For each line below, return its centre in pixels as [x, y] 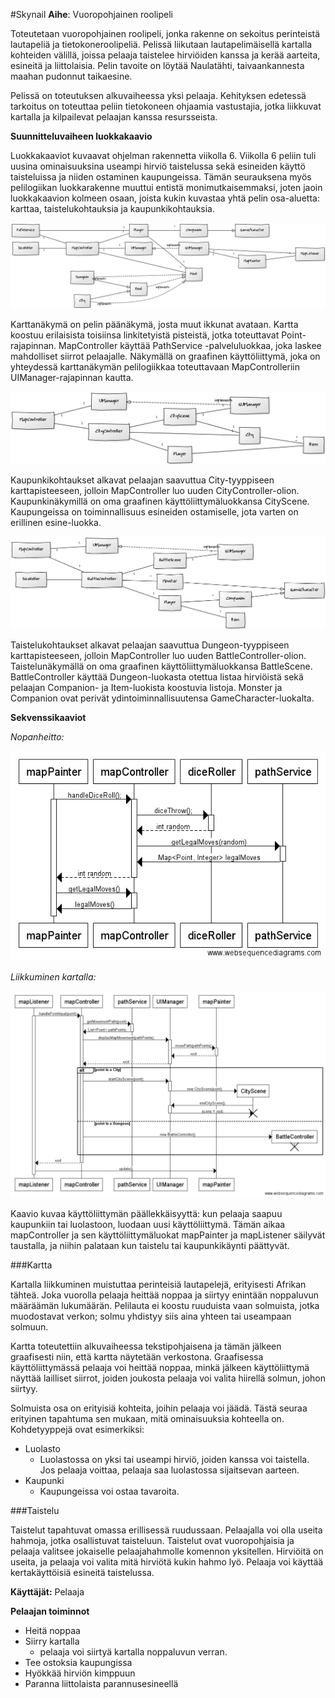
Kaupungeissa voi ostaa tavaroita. [109, 1491]
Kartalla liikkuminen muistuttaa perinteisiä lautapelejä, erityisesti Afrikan [158, 1284]
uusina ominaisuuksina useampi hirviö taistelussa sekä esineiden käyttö [158, 166]
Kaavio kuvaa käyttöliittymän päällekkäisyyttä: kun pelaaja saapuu [146, 1213]
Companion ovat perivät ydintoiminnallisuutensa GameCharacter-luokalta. [162, 698]
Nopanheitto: [37, 737]
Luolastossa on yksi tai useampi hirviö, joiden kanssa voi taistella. [174, 1459]
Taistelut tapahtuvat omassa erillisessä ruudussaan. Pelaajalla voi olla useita [166, 1530]
